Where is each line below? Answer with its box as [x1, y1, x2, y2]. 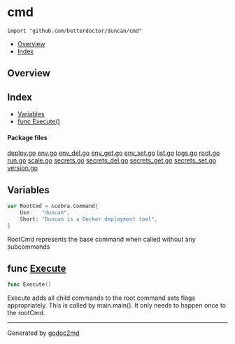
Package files [7, 133, 48, 142]
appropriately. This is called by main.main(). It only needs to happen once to [7, 301, 226, 310]
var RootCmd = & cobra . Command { [7, 202, 99, 210]
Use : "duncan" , [20, 209, 71, 216]
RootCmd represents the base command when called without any [7, 235, 196, 243]
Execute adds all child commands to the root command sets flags [7, 294, 196, 302]
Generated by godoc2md [7, 329, 80, 337]
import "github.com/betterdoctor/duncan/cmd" [7, 27, 142, 34]
